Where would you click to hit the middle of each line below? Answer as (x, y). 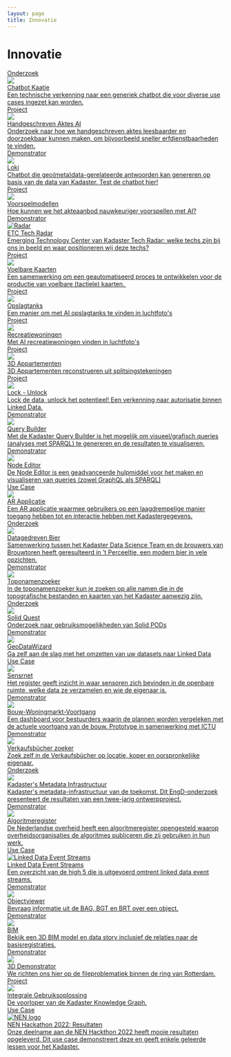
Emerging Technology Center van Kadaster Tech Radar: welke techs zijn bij (114, 241)
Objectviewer (26, 901)
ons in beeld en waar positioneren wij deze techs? (78, 248)
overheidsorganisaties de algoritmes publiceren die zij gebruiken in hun (109, 835)
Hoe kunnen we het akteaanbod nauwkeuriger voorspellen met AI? (102, 211)
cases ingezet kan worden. (46, 102)
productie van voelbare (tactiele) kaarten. (66, 284)
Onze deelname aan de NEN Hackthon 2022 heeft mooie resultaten (103, 1032)
